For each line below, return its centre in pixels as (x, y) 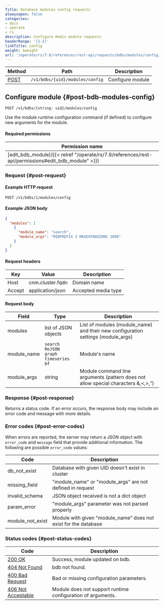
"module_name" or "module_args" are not (100, 481)
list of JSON (58, 328)
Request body (20, 304)
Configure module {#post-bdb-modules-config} (80, 97)
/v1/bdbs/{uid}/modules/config (67, 80)
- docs (12, 23)
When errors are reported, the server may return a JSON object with (74, 437)
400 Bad (18, 575)
